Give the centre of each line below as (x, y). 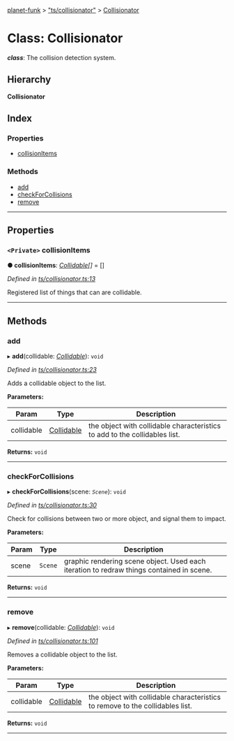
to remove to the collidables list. (140, 705)
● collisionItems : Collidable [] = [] (56, 266)
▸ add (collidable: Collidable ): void (55, 357)
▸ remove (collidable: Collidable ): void (61, 627)
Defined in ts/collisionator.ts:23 (52, 370)
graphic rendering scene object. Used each (135, 561)
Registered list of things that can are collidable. (75, 292)
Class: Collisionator (65, 38)
